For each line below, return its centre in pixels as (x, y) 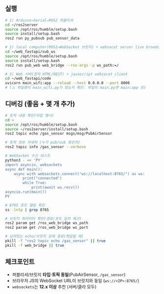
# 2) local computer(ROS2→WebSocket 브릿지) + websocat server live (75, 47)
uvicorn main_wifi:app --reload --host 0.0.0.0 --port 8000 (68, 83)
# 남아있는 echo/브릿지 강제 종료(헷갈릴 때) (44, 237)
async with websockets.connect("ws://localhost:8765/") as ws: (80, 174)
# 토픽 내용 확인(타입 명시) (30, 115)
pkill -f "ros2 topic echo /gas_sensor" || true (55, 241)
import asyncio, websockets (34, 165)
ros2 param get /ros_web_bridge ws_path (47, 223)
